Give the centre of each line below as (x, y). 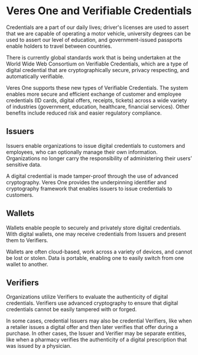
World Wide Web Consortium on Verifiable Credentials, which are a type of (97, 64)
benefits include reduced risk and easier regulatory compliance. (84, 113)
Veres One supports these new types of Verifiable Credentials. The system (97, 87)
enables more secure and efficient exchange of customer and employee (94, 94)
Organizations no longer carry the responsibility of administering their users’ (99, 158)
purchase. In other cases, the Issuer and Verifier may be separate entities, (96, 333)
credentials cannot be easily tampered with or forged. (72, 310)
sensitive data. (24, 164)
